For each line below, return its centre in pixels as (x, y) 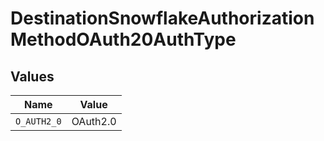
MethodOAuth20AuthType (123, 39)
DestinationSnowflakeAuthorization (162, 18)
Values (32, 76)
